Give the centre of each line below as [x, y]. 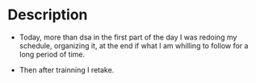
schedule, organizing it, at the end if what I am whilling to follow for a [134, 45]
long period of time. [52, 54]
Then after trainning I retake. [67, 69]
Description [48, 15]
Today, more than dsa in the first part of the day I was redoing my [128, 37]
